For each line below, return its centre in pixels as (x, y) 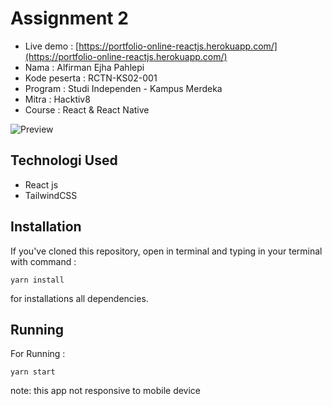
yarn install (37, 280)
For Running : (38, 354)
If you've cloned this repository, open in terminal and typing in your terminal (166, 251)
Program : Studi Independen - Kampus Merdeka (123, 88)
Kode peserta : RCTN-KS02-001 (91, 78)
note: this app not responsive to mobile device (106, 391)
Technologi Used (64, 160)
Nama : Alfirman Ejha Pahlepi (84, 67)
